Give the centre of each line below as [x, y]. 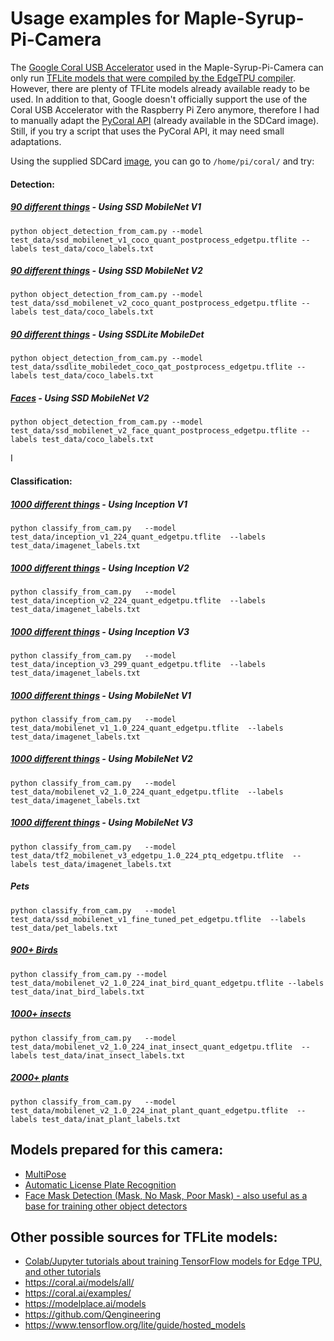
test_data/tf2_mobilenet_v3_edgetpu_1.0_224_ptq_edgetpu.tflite [147, 855]
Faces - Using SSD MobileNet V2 [80, 398]
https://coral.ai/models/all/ [79, 1283]
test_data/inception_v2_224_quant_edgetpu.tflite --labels [138, 600]
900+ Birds [34, 950]
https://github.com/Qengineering [93, 1314]
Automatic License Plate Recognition [100, 1184]
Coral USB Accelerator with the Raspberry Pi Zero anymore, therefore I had [165, 109]
